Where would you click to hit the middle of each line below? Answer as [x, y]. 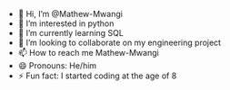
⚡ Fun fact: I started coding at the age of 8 [97, 76]
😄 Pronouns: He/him [57, 66]
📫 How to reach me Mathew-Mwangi [88, 53]
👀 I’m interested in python [66, 23]
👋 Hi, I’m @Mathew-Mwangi [70, 14]
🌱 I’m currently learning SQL [71, 33]
